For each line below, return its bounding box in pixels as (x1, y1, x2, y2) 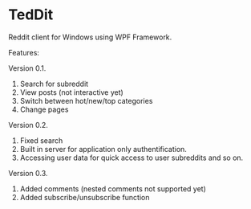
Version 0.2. (8, 120, 48, 129)
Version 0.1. (8, 63, 47, 73)
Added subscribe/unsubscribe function (19, 192, 150, 202)
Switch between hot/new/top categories (19, 96, 153, 105)
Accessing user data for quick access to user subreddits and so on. (19, 153, 244, 162)
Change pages (19, 104, 69, 114)
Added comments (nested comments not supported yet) (19, 183, 207, 194)
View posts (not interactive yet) (19, 87, 124, 97)
